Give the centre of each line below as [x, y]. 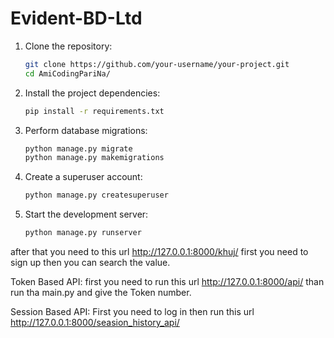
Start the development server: [86, 214]
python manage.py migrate [78, 148]
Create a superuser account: [83, 177]
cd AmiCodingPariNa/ [67, 73]
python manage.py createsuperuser [96, 195]
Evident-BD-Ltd [76, 18]
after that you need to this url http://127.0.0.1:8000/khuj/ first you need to [159, 252]
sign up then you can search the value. [90, 263]
